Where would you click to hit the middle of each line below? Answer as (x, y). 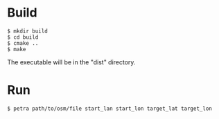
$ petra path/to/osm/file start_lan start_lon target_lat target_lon (110, 109)
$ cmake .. (23, 43)
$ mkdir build (28, 31)
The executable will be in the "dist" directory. (71, 62)
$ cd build (23, 37)
